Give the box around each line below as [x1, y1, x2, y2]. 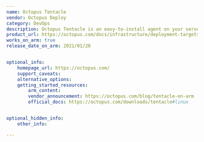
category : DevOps [6, 20, 50, 26]
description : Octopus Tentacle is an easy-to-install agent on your [6, 26, 183, 32]
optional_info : [6, 59, 45, 65]
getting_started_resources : [17, 82, 88, 88]
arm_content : [28, 88, 61, 94]
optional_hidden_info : [6, 115, 64, 121]
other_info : [17, 121, 47, 127]
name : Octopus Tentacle [6, 9, 67, 15]
